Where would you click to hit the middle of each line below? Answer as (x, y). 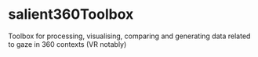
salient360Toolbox (71, 14)
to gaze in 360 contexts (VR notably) (67, 44)
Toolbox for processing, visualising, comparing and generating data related (129, 36)
